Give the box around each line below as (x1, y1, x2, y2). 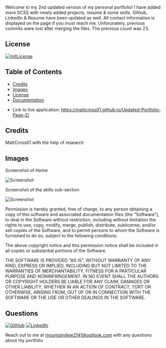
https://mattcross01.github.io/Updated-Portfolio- (60, 106, 161, 112)
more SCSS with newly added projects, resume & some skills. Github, (5, 9, 148, 15)
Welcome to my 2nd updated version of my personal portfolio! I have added (5, 4, 161, 10)
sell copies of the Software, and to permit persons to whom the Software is (5, 227, 160, 233)
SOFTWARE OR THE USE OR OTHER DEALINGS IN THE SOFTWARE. (5, 294, 145, 300)
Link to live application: (12, 106, 60, 112)
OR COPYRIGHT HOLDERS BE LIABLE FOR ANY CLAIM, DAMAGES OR (5, 278, 150, 284)
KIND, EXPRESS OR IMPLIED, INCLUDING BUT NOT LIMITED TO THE (5, 262, 147, 269)
